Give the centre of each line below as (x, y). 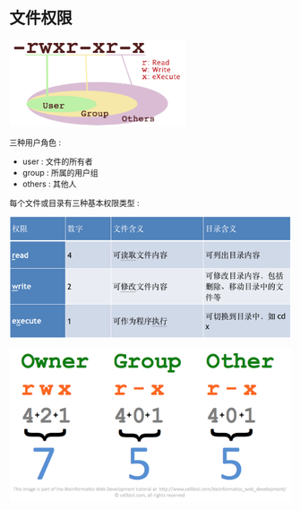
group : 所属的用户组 (60, 172)
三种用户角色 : (35, 142)
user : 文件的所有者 (57, 161)
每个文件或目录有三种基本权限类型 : (74, 203)
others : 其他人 (49, 184)
